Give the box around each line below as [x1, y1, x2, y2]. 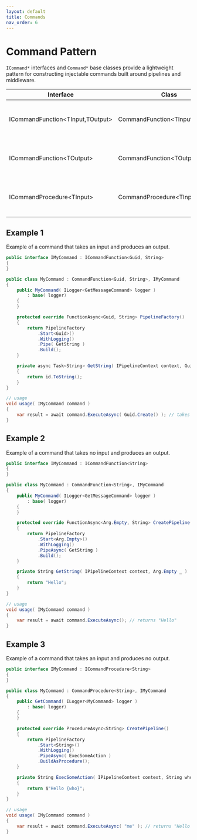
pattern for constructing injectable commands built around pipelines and [6, 70, 181, 78]
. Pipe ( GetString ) [37, 341, 85, 347]
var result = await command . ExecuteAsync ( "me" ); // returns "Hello [16, 823, 191, 829]
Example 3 [6, 639, 46, 649]
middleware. [6, 77, 36, 84]
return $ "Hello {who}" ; [27, 785, 85, 791]
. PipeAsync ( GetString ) [37, 547, 98, 553]
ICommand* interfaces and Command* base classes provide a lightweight [6, 64, 174, 71]
